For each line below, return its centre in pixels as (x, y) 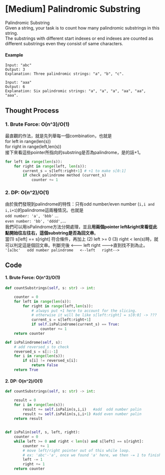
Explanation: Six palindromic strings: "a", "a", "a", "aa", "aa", (76, 91)
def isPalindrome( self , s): (34, 342)
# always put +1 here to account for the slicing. (84, 311)
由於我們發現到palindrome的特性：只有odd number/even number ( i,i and (80, 204)
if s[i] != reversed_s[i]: (50, 361)
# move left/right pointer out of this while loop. (77, 450)
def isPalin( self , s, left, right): (42, 432)
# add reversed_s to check (41, 347)
